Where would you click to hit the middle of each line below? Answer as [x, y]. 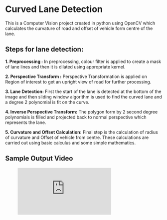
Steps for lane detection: [44, 49]
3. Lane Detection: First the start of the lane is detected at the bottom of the [83, 91]
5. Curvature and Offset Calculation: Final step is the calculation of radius [82, 132]
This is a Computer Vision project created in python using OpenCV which [80, 23]
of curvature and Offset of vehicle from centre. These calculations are [77, 137]
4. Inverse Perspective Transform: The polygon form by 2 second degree [82, 111]
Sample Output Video [39, 158]
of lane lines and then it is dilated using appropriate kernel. [65, 66]
